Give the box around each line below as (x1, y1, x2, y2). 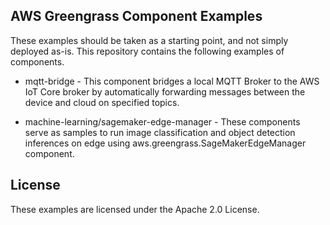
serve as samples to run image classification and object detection (24, 126, 296, 138)
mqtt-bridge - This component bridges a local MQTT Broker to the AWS (24, 75, 320, 87)
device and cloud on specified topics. (24, 96, 180, 108)
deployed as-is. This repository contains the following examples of (10, 45, 285, 57)
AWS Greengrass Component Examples (10, 8, 263, 25)
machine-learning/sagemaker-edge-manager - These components (24, 115, 301, 128)
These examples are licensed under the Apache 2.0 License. (10, 203, 260, 215)
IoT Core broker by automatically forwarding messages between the (24, 85, 306, 98)
